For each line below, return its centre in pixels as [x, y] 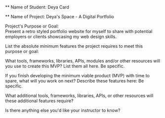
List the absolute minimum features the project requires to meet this [74, 46]
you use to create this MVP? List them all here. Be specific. [65, 66]
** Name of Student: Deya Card [37, 7]
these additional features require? [39, 101]
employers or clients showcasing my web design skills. [61, 37]
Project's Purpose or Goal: [32, 26]
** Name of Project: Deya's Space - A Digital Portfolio [60, 16]
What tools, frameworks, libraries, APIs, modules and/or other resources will [83, 61]
